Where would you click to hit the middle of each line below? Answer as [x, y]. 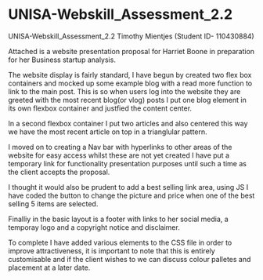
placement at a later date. [49, 267]
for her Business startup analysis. [62, 60]
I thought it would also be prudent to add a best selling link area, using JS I [128, 187]
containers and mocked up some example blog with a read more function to [130, 83]
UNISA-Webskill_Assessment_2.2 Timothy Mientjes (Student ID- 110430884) [131, 36]
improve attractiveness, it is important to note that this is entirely [112, 251]
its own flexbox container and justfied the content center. [100, 108]
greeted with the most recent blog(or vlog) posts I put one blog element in [127, 100]
